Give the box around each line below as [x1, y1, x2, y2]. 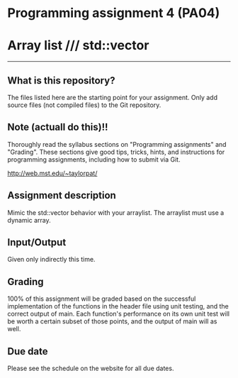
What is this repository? [7, 74, 115, 87]
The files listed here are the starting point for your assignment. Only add [7, 93, 218, 101]
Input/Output [7, 236, 67, 248]
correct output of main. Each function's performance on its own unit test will [7, 310, 230, 318]
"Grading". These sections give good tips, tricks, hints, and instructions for [7, 148, 225, 156]
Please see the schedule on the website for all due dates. [7, 364, 174, 372]
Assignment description [7, 189, 117, 201]
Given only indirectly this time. [7, 255, 96, 264]
